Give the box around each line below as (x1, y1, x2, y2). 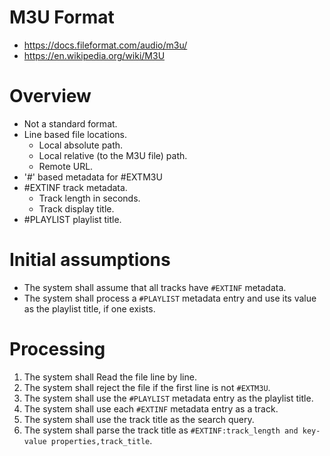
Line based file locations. (23, 128, 128, 140)
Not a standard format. (23, 117, 118, 130)
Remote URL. (38, 160, 94, 172)
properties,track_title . (50, 434, 153, 446)
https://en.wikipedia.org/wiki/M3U (23, 49, 166, 61)
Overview (9, 85, 92, 108)
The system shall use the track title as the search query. (23, 413, 255, 425)
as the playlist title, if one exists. (23, 302, 156, 315)
